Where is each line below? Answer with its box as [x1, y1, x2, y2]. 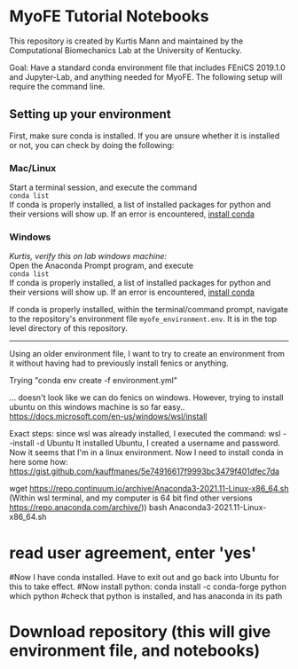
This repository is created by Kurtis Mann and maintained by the [9, 35, 244, 46]
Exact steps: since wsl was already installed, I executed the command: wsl [9, 429, 281, 439]
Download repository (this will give [9, 622, 271, 642]
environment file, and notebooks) [9, 641, 260, 661]
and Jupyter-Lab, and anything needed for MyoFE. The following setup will [9, 71, 283, 82]
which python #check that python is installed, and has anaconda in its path [9, 591, 283, 602]
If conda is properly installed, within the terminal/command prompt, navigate [9, 304, 288, 315]
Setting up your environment [9, 106, 171, 122]
